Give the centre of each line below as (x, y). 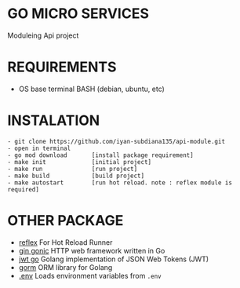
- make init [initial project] (80, 162)
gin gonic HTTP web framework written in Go (92, 250)
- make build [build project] (76, 176)
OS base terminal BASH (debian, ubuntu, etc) (92, 89)
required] (24, 189)
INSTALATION (54, 120)
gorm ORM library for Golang (65, 267)
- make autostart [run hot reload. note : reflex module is (120, 182)
